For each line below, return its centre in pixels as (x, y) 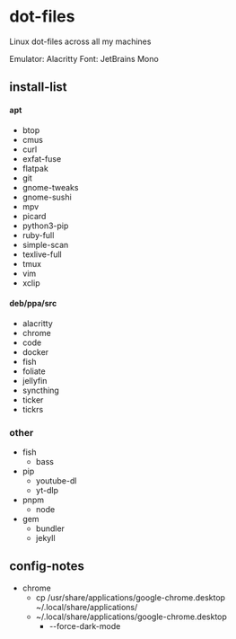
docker (35, 351)
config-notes (47, 567)
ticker (33, 399)
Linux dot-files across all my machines (80, 41)
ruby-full (38, 235)
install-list (38, 87)
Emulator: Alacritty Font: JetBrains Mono (84, 58)
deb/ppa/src (33, 304)
